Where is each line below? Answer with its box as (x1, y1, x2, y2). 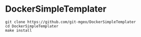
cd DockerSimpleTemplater (5, 23, 58, 29)
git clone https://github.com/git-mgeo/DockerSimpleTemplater (5, 19, 136, 24)
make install (5, 28, 32, 33)
